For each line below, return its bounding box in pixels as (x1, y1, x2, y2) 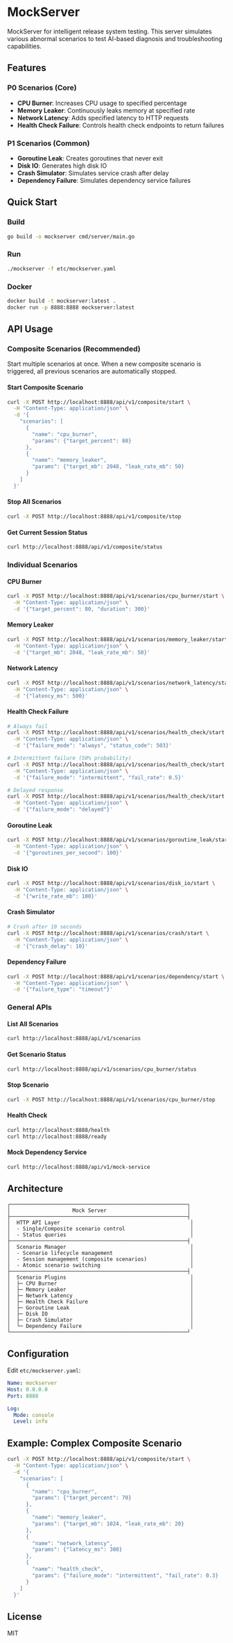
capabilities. (7, 42, 42, 50)
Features (7, 62, 46, 74)
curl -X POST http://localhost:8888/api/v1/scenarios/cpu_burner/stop (7, 1096, 216, 1103)
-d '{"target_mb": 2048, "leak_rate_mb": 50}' (13, 649, 150, 656)
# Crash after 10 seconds (7, 923, 82, 930)
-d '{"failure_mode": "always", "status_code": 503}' (13, 742, 172, 750)
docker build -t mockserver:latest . (7, 297, 116, 305)
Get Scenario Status (7, 1050, 67, 1058)
